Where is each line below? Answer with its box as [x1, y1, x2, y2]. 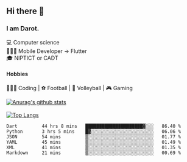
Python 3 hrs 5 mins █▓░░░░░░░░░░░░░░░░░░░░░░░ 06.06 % [6, 129, 182, 135]
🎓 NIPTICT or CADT [6, 54, 58, 62]
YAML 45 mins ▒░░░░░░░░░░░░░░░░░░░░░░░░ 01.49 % [6, 139, 182, 145]
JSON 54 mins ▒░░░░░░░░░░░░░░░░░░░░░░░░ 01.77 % [6, 133, 182, 140]
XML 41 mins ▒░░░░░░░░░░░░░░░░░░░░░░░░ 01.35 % [6, 144, 182, 150]
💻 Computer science [6, 38, 60, 46]
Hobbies [6, 71, 29, 78]
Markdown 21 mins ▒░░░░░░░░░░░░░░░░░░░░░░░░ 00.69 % [6, 150, 182, 156]
